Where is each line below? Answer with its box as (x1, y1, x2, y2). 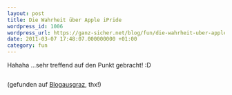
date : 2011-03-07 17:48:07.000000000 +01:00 (7, 36, 137, 43)
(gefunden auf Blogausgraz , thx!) (7, 81, 101, 88)
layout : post (7, 10, 45, 17)
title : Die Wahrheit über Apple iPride (7, 17, 122, 23)
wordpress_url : (7, 29, 51, 36)
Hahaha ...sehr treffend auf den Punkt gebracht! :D (7, 61, 152, 69)
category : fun (7, 42, 48, 49)
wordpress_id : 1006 (7, 23, 64, 30)
